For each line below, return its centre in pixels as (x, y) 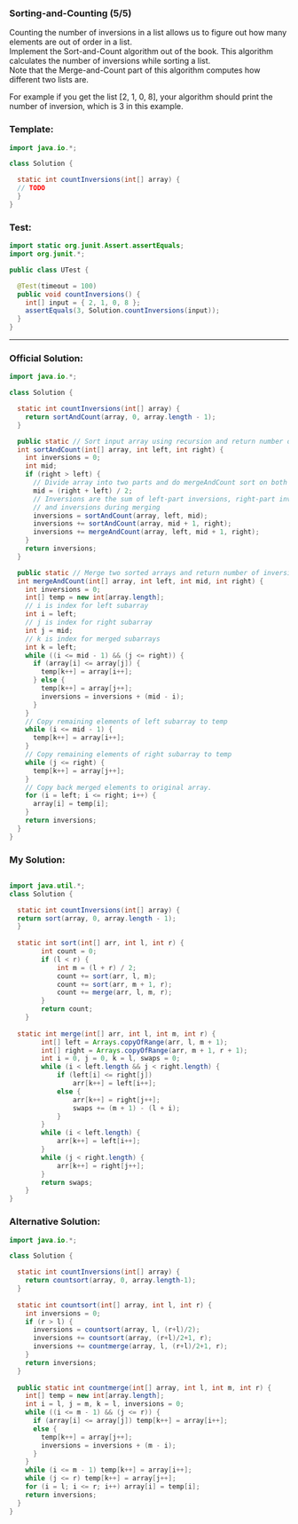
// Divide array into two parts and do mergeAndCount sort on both (160, 483)
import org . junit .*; (47, 254)
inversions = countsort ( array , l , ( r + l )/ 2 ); (116, 1330)
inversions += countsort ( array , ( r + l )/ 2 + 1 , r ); (122, 1338)
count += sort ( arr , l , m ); (106, 976)
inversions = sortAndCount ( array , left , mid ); (120, 516)
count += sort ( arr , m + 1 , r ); (114, 984)
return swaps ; (67, 1182)
